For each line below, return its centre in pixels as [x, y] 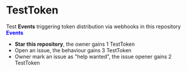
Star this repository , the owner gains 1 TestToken [75, 44]
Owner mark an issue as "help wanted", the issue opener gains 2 [93, 56]
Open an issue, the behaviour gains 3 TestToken [73, 50]
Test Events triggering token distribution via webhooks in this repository [93, 26]
